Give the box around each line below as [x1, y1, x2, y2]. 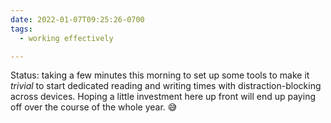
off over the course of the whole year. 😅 [10, 101, 178, 113]
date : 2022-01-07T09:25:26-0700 [10, 14, 145, 25]
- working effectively [19, 33, 114, 43]
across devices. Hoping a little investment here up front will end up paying [10, 91, 316, 103]
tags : [10, 24, 33, 34]
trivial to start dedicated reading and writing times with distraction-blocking [10, 80, 322, 92]
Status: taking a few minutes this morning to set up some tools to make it [10, 69, 310, 81]
